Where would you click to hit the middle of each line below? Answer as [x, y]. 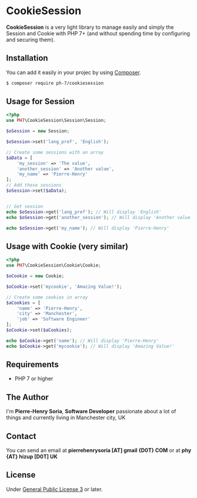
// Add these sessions [34, 185]
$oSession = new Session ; [38, 131]
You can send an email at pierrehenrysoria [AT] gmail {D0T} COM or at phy [99, 450]
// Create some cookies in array [47, 297]
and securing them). [31, 39]
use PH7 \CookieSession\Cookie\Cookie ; [54, 265]
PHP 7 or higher [34, 379]
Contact [21, 436]
